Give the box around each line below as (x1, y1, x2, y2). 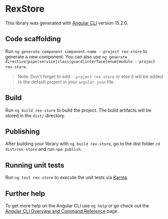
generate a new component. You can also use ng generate (5, 53, 127, 60)
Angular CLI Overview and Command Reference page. (5, 208, 119, 214)
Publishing (5, 127, 40, 135)
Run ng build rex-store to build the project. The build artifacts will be (5, 107, 152, 113)
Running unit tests (5, 161, 64, 170)
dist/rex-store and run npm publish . (5, 146, 82, 152)
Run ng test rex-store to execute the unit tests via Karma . (5, 174, 128, 181)
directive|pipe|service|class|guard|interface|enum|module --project (5, 59, 156, 64)
